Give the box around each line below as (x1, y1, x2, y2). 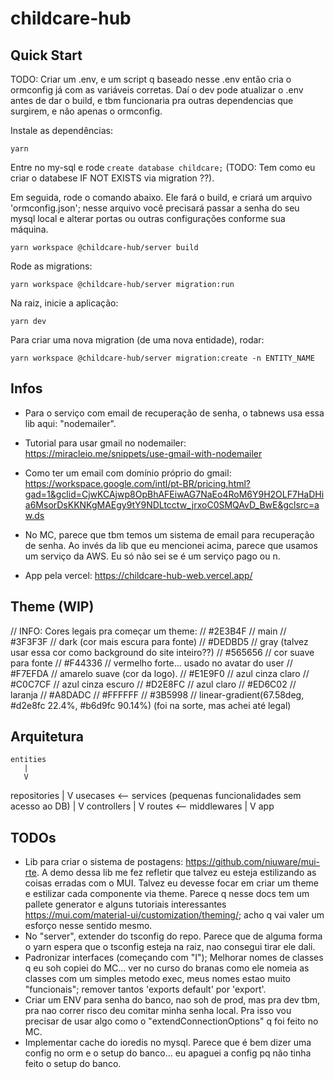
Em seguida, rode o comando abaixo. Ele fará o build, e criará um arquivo (10, 192, 313, 203)
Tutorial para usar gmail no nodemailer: (24, 437, 187, 449)
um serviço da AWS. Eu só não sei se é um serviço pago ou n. (24, 550, 281, 562)
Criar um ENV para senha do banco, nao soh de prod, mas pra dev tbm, (24, 994, 321, 1006)
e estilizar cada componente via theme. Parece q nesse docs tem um (24, 888, 310, 900)
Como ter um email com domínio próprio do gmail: (24, 467, 232, 479)
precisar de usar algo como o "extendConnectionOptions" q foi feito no (24, 1015, 319, 1027)
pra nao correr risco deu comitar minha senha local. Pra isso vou (24, 1005, 292, 1017)
